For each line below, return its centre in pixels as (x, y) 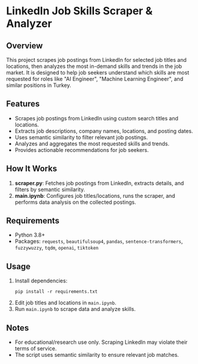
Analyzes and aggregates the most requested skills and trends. (92, 144)
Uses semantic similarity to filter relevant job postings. (81, 137)
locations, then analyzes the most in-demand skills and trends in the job (94, 66)
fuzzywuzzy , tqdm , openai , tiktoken (57, 248)
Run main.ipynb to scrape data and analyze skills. (75, 309)
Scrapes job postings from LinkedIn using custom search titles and (96, 118)
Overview (25, 46)
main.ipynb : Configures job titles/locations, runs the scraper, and (95, 195)
